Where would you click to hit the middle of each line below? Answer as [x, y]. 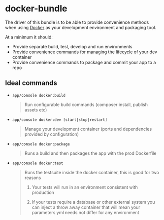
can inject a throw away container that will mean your [86, 207]
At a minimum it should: [29, 37]
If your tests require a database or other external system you [93, 202]
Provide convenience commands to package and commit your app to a [84, 62]
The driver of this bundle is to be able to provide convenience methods [77, 22]
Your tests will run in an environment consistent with [85, 187]
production [43, 192]
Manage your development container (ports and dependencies [88, 129]
